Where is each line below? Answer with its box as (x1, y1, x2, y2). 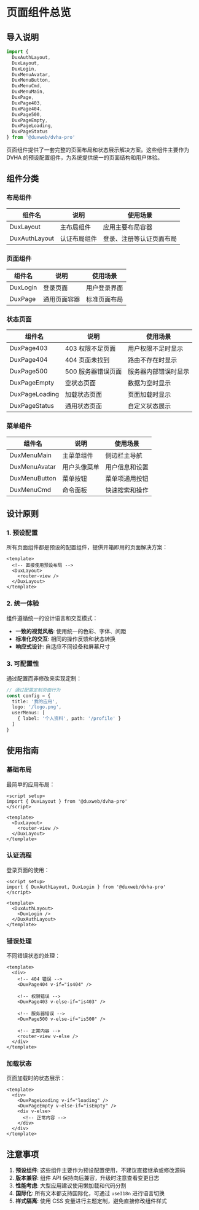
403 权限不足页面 (64, 345, 116, 353)
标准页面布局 (85, 295, 123, 303)
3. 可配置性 (6, 660, 39, 668)
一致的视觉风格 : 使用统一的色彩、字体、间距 (15, 627, 127, 634)
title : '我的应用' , (12, 698, 58, 705)
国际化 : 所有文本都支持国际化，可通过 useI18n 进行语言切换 (15, 1190, 165, 1197)
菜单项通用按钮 (105, 474, 149, 483)
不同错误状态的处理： (6, 952, 60, 959)
